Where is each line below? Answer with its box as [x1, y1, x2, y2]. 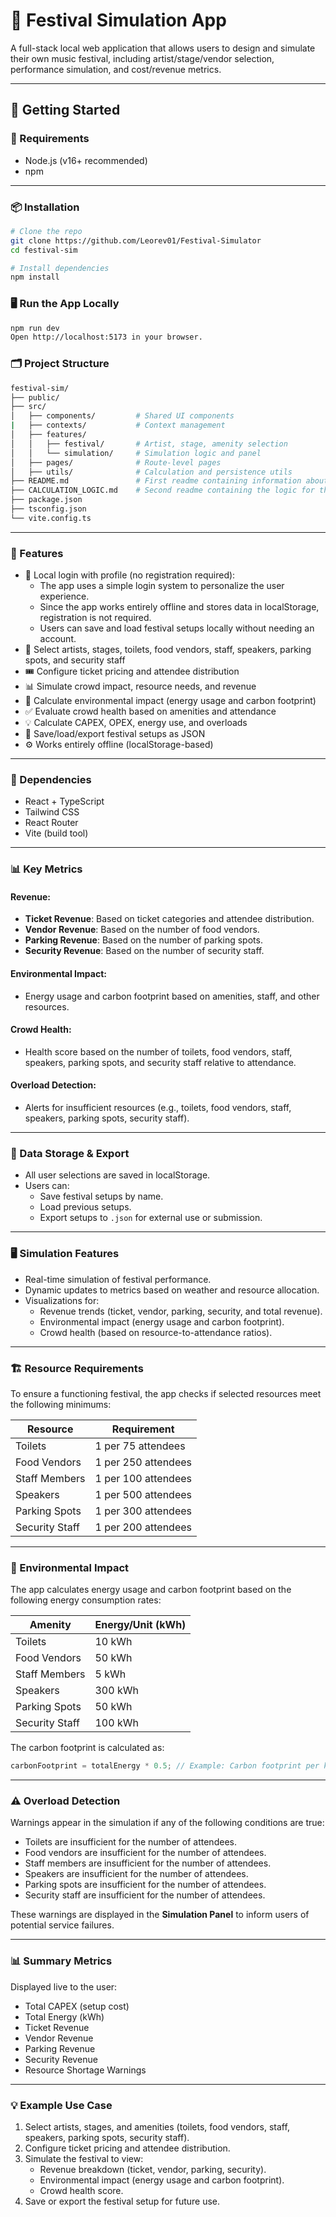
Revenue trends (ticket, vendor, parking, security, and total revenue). [39, 1305, 323, 1317]
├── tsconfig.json [10, 504, 87, 514]
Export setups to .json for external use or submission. [39, 1212, 263, 1224]
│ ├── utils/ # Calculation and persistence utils [10, 467, 293, 477]
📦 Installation [10, 200, 80, 214]
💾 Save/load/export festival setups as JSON [24, 728, 206, 740]
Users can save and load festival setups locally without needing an [39, 622, 315, 634]
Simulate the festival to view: [24, 2153, 144, 2165]
